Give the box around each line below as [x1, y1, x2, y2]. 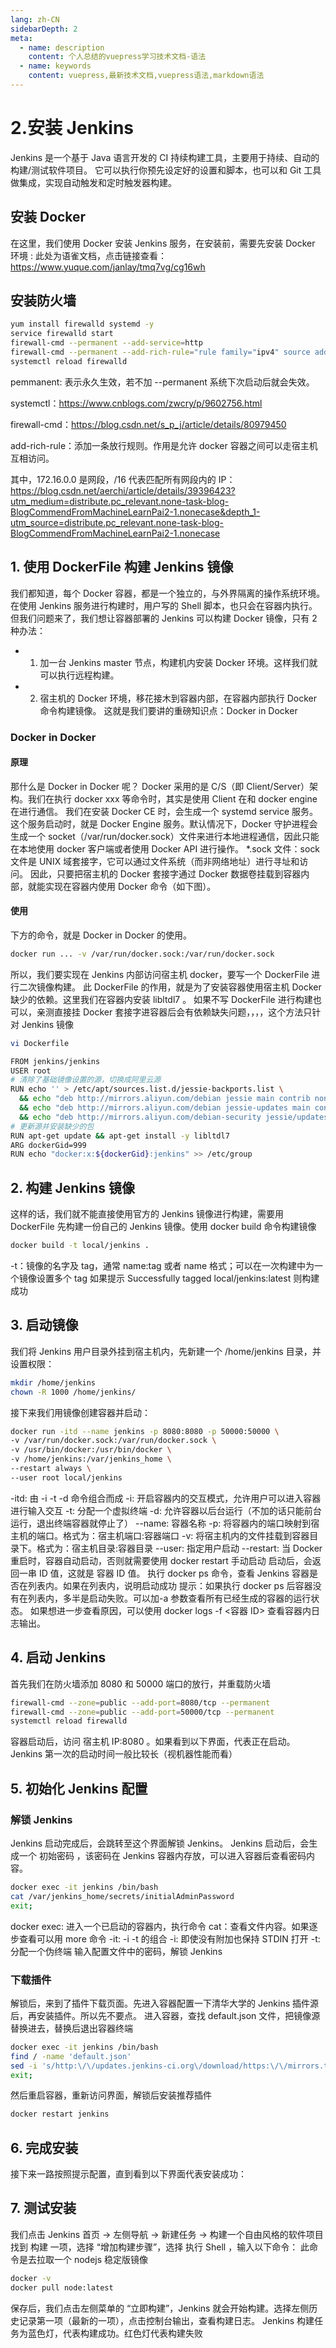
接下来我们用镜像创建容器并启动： [10, 1406, 151, 1418]
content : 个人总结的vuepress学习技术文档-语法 [28, 52, 207, 62]
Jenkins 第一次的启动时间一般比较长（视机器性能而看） [10, 1748, 238, 1760]
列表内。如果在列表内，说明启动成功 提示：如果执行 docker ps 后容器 [27, 1579, 313, 1591]
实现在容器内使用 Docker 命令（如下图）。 [44, 880, 217, 892]
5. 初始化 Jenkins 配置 [10, 1780, 148, 1797]
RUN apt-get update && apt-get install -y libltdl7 [10, 1131, 230, 1141]
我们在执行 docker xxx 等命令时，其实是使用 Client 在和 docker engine [27, 792, 318, 805]
